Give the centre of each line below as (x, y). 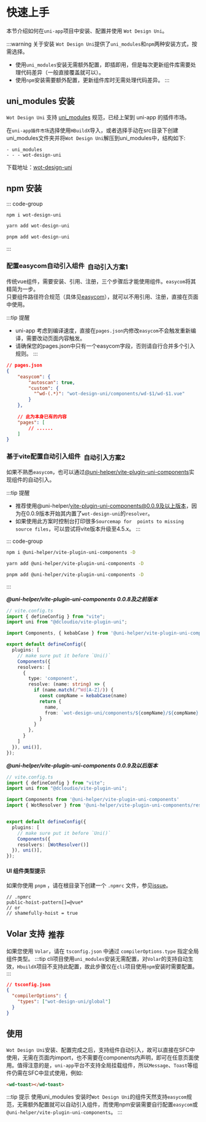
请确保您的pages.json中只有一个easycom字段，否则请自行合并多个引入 (105, 346)
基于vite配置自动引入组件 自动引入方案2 (66, 457)
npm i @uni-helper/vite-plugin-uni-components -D (71, 553)
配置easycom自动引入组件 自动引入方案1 (67, 267)
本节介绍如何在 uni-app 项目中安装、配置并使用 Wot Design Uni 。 (87, 31)
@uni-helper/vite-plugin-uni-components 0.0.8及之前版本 (82, 599)
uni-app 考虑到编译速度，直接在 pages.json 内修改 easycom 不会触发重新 (103, 331)
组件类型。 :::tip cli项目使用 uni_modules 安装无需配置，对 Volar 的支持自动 (97, 958)
